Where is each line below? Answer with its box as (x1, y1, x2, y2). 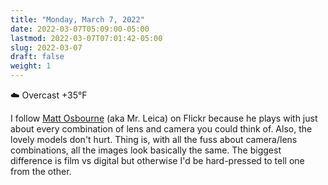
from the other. (10, 166, 72, 177)
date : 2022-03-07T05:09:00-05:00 (10, 24, 150, 34)
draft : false (10, 52, 65, 62)
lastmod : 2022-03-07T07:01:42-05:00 (10, 33, 163, 43)
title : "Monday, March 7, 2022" (10, 14, 145, 25)
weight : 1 (10, 61, 52, 71)
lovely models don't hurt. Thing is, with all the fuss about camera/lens (10, 134, 298, 145)
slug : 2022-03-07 (10, 42, 83, 53)
